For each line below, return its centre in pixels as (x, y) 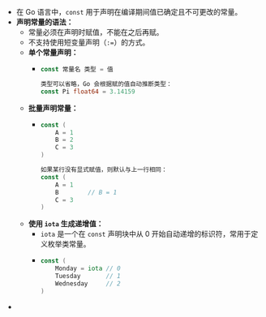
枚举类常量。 (69, 244)
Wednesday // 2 (88, 283)
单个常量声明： (53, 52)
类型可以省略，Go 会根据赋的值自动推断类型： (106, 84)
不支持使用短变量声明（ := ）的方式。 (89, 42)
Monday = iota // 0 (88, 269)
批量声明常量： (53, 108)
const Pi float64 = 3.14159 (88, 92)
